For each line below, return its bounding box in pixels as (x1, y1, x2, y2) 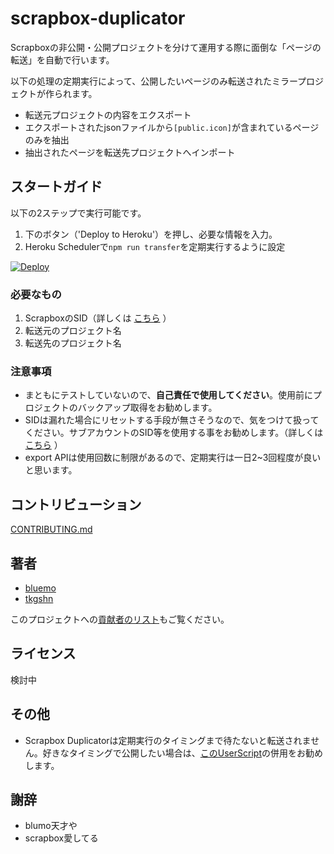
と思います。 (24, 464, 78, 476)
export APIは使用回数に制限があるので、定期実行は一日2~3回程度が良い (24, 452, 322, 464)
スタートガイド (10, 178, 103, 196)
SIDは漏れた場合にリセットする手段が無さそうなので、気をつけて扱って (24, 414, 320, 426)
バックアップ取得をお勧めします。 (77, 402, 218, 414)
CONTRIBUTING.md (10, 523, 93, 536)
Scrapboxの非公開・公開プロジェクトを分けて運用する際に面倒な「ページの (10, 41, 322, 53)
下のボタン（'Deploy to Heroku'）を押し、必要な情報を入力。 (24, 228, 278, 240)
